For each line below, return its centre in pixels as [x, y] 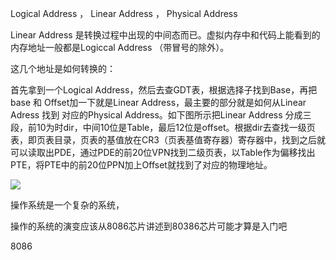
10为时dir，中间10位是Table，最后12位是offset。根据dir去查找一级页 [176, 127]
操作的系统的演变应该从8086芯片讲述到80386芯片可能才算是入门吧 [149, 226]
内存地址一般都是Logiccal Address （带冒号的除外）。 [120, 47]
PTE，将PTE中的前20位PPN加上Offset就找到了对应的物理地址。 [141, 165]
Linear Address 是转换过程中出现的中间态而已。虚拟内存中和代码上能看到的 [165, 35]
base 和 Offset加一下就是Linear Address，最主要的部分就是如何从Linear [158, 102]
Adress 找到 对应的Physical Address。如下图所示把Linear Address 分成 [156, 115]
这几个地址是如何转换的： [63, 68]
